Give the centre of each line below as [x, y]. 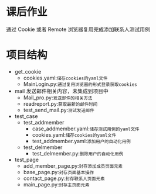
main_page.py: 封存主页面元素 [56, 184]
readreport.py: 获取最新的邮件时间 [60, 103]
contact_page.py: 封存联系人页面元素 [64, 178]
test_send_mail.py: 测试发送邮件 [59, 110]
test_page [27, 160]
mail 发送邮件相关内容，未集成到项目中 [61, 91]
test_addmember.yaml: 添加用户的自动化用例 [81, 141]
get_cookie [28, 71]
